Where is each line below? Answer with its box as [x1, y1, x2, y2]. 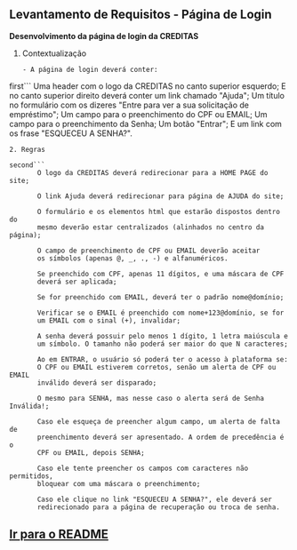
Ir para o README [9, 527, 109, 542]
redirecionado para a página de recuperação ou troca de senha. [36, 502, 280, 512]
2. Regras [9, 145, 46, 154]
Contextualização [21, 48, 87, 59]
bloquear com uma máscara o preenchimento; [36, 479, 201, 488]
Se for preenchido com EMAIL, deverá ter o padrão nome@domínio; [36, 292, 285, 301]
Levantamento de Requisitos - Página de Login [9, 7, 273, 22]
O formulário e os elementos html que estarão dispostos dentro [36, 207, 280, 216]
